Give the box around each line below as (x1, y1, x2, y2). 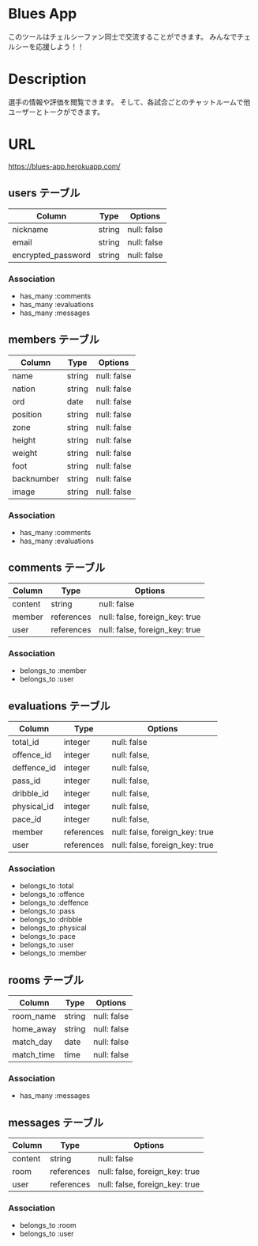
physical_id (12, 800, 54, 811)
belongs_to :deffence (19, 898, 89, 907)
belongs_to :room (19, 1221, 77, 1230)
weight (12, 447, 38, 458)
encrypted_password (12, 249, 91, 260)
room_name (12, 1011, 57, 1022)
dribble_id (12, 788, 50, 799)
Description (8, 70, 87, 88)
